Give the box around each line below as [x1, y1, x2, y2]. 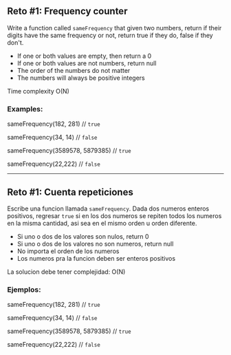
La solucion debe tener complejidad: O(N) [7, 268, 126, 276]
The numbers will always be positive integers [16, 74, 146, 82]
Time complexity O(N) [7, 87, 70, 95]
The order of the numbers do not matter [16, 66, 131, 74]
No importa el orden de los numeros [16, 247, 120, 255]
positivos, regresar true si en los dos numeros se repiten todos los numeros [7, 211, 222, 219]
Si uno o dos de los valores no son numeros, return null [16, 239, 174, 248]
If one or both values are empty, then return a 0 [16, 52, 152, 60]
